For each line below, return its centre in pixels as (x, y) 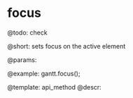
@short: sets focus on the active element (66, 46)
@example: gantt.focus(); (44, 73)
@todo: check (27, 32)
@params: (22, 60)
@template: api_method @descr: (54, 87)
